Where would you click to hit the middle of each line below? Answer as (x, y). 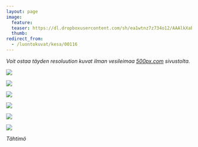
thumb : (19, 34)
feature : (22, 22)
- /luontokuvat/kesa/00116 (44, 45)
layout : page (22, 11)
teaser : (21, 28)
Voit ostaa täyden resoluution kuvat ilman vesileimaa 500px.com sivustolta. (98, 61)
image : (14, 17)
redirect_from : (25, 39)
